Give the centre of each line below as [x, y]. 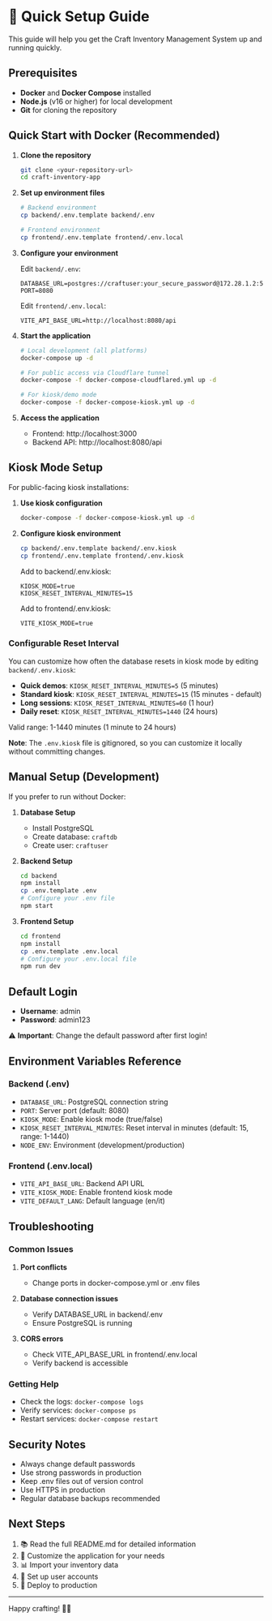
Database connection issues [69, 1298]
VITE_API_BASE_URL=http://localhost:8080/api [98, 320]
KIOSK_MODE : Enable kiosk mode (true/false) [91, 1119]
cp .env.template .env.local [69, 951]
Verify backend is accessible [80, 1363]
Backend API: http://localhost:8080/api [97, 442]
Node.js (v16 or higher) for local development [96, 101]
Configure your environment [69, 253]
